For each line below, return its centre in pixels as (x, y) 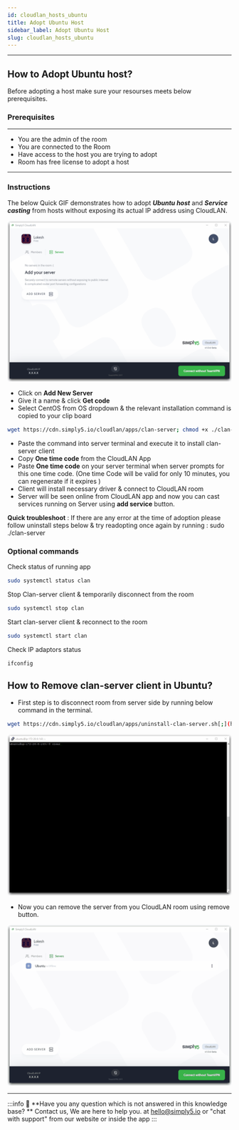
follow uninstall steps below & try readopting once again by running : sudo (116, 525)
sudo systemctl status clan (49, 581)
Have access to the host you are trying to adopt (87, 155)
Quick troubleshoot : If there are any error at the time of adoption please (114, 517)
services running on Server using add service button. (96, 504)
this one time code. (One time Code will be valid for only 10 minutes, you (123, 473)
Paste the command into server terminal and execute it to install (111, 443)
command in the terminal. (55, 710)
